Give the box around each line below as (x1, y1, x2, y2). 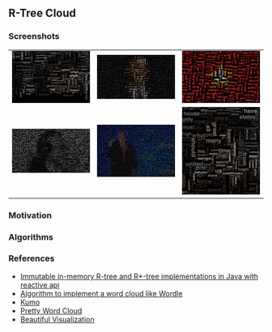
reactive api (19, 279, 60, 290)
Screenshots (8, 31, 60, 42)
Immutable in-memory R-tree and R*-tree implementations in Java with (19, 271, 259, 281)
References (8, 253, 55, 264)
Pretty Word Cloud (19, 305, 83, 315)
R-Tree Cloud (8, 6, 77, 20)
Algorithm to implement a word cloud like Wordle (19, 288, 183, 298)
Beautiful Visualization (19, 314, 95, 324)
